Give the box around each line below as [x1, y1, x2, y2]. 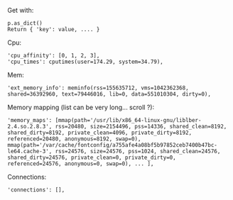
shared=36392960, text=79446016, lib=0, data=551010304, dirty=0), [7, 91, 212, 98]
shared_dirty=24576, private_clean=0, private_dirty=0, [7, 154, 176, 161]
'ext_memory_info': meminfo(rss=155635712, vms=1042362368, [7, 84, 190, 91]
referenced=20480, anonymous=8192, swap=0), [7, 135, 141, 143]
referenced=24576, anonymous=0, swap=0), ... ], [7, 160, 154, 167]
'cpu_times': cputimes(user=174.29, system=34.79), [7, 58, 163, 65]
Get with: [7, 6, 34, 14]
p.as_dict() [7, 20, 43, 27]
